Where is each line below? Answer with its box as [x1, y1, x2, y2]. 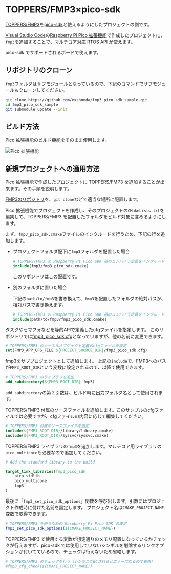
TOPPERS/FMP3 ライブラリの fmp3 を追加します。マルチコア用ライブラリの [5, 443, 162, 449]
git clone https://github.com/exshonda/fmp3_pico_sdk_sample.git [5, 97, 147, 102]
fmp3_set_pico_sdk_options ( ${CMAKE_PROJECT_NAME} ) [5, 526, 116, 531]
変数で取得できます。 [5, 510, 50, 517]
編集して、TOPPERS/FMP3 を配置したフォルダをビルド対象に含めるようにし [5, 214, 166, 219]
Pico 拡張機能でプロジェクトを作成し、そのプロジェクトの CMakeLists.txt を [5, 207, 165, 213]
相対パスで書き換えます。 [12, 302, 67, 308]
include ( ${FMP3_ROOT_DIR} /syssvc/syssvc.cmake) [5, 433, 109, 438]
